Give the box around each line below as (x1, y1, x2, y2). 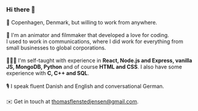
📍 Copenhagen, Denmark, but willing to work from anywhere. (6, 19, 158, 26)
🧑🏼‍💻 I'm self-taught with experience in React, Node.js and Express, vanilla (6, 57, 193, 64)
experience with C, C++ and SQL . (6, 70, 89, 77)
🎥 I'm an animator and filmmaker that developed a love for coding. (6, 32, 169, 39)
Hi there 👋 (6, 5, 36, 14)
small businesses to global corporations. (6, 44, 106, 51)
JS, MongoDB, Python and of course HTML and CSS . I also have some (6, 63, 182, 70)
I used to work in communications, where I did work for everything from (6, 38, 184, 45)
